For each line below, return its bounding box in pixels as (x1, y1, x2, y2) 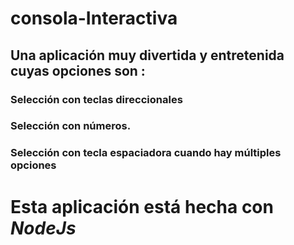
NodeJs (10, 217, 77, 239)
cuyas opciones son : (10, 62, 146, 79)
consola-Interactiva (10, 7, 178, 30)
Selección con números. (10, 119, 132, 133)
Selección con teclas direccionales (10, 92, 183, 106)
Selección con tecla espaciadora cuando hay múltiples (10, 146, 282, 160)
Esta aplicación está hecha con (10, 195, 274, 218)
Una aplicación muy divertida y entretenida (10, 47, 285, 64)
